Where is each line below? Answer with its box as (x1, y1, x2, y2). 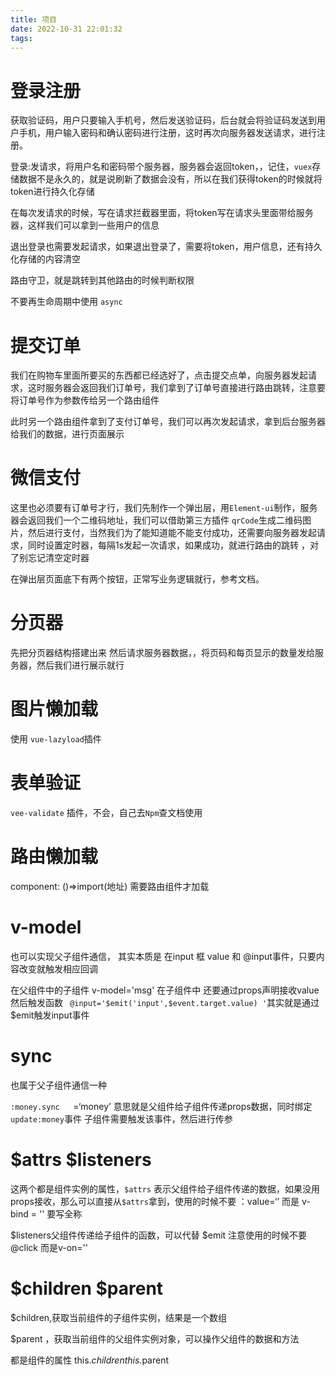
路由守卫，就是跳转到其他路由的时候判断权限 (10, 274, 195, 286)
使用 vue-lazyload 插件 (10, 733, 102, 745)
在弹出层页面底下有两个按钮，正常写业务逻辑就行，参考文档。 (10, 573, 265, 585)
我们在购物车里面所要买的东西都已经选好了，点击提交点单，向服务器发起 (10, 369, 308, 381)
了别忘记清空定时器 (10, 552, 90, 564)
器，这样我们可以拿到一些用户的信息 (10, 219, 160, 231)
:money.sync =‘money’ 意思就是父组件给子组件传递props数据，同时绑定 (10, 1100, 313, 1112)
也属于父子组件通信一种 (10, 1079, 107, 1091)
